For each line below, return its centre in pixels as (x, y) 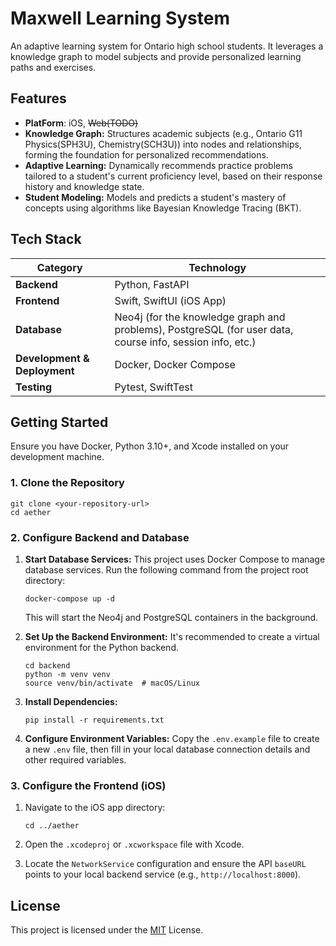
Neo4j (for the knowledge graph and (200, 317)
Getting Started (59, 422)
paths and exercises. (53, 67)
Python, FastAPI (152, 284)
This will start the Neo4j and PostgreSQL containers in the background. (171, 617)
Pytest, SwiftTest (153, 387)
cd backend (47, 665)
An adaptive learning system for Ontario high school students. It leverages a (167, 46)
